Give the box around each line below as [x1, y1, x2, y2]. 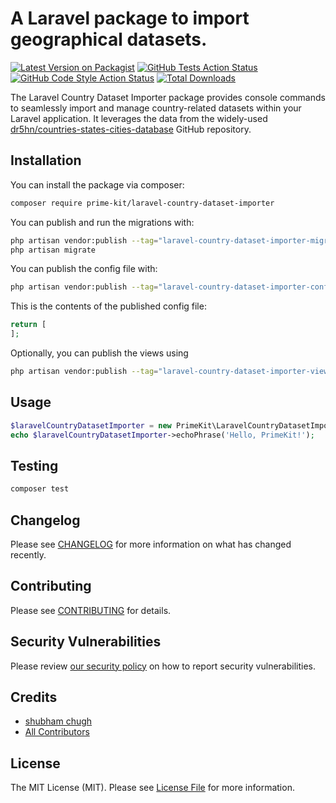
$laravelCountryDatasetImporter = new [10, 420, 172, 431]
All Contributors [24, 726, 90, 738]
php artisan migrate [10, 245, 97, 255]
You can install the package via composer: [10, 178, 185, 191]
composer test [10, 484, 70, 494]
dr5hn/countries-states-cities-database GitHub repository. [10, 123, 252, 135]
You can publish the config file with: [10, 263, 158, 275]
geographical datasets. [10, 28, 208, 51]
